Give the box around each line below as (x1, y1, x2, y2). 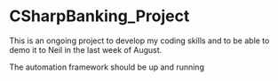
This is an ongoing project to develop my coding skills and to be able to (9, 35, 270, 46)
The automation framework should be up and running (9, 62, 204, 72)
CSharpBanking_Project (9, 6, 190, 26)
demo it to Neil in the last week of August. (9, 44, 163, 55)
